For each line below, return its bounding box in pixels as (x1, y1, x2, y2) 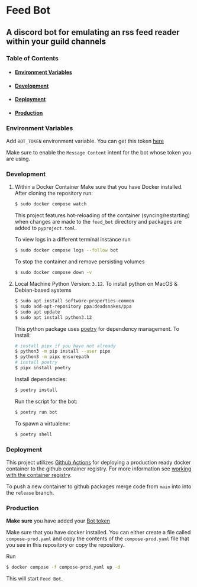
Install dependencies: (14, 375, 67, 382)
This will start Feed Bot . (6, 575, 63, 582)
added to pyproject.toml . (14, 224, 77, 231)
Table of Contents (6, 54, 59, 62)
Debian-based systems (14, 286, 72, 293)
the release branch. (6, 489, 54, 496)
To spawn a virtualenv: (14, 420, 70, 427)
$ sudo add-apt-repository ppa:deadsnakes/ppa (14, 303, 132, 309)
